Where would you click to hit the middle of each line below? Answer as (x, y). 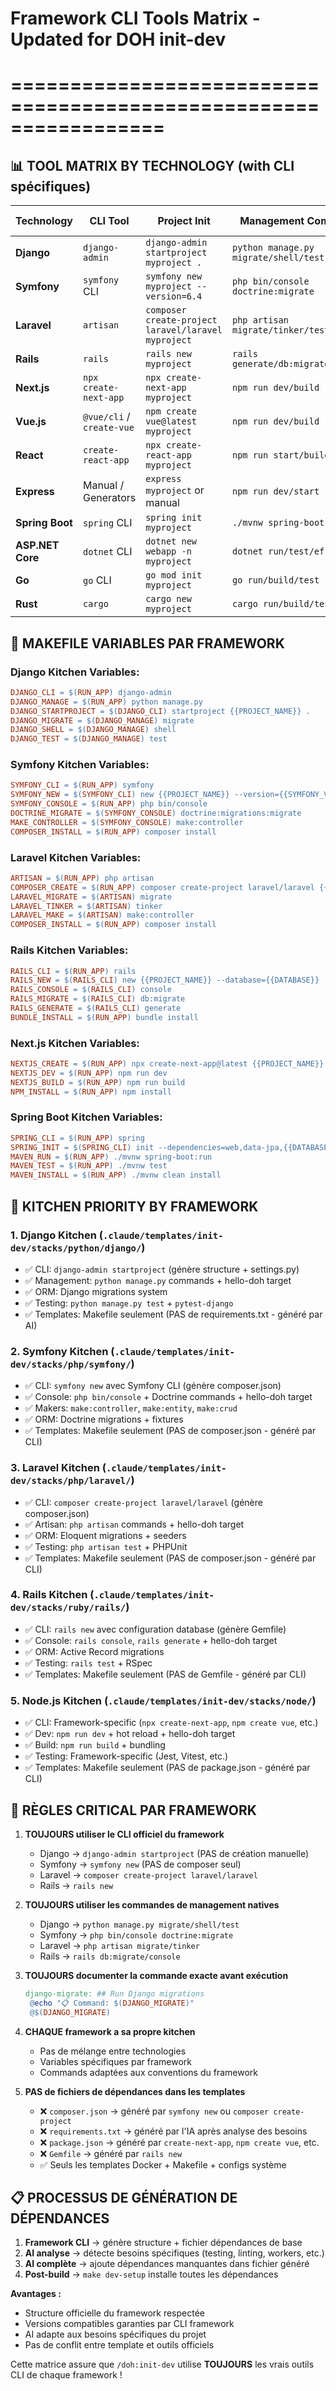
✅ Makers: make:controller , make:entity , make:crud (131, 1408)
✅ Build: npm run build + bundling (95, 1745)
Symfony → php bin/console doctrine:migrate (136, 1934)
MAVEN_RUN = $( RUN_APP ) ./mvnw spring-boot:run (111, 1157)
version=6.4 (174, 296)
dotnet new (171, 541)
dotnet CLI (108, 552)
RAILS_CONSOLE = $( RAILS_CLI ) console (91, 990)
